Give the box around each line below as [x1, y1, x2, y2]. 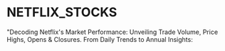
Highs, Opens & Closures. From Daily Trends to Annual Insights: [6, 35, 193, 43]
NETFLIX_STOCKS [6, 4, 117, 21]
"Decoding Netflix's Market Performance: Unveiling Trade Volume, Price [6, 28, 219, 36]
